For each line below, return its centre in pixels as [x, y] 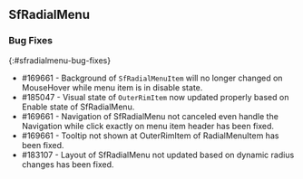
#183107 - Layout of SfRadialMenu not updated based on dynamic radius [158, 155]
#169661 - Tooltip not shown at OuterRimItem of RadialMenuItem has [150, 136]
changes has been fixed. [68, 164]
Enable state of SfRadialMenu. [78, 107]
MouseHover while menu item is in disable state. [112, 87]
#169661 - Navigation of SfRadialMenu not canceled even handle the [150, 116]
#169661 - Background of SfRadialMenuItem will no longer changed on [152, 78]
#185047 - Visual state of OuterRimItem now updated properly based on [155, 97]
